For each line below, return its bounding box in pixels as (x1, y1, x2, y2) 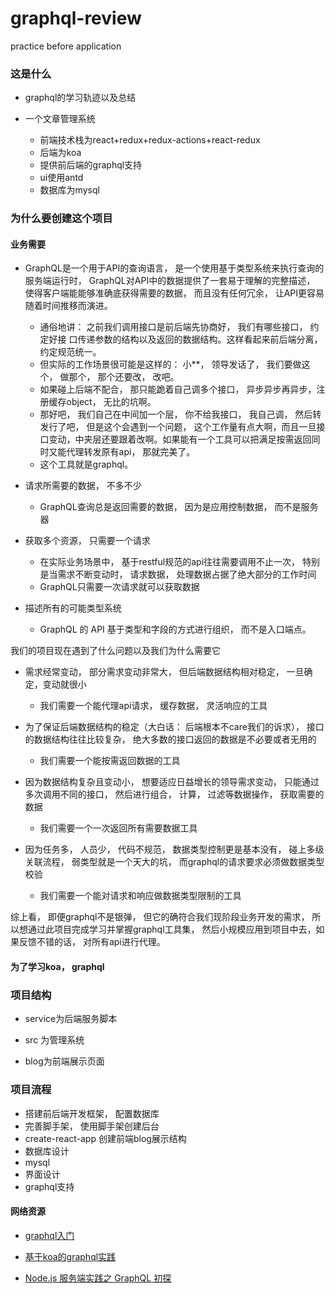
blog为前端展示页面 (24, 1055, 105, 1067)
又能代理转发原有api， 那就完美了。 (48, 446, 196, 458)
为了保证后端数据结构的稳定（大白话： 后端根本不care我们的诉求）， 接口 (24, 721, 325, 733)
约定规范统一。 (39, 346, 102, 358)
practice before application (10, 40, 122, 52)
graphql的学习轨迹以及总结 (24, 92, 137, 104)
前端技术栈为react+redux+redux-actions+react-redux (39, 134, 261, 146)
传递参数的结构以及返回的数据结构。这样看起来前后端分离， (77, 333, 323, 346)
